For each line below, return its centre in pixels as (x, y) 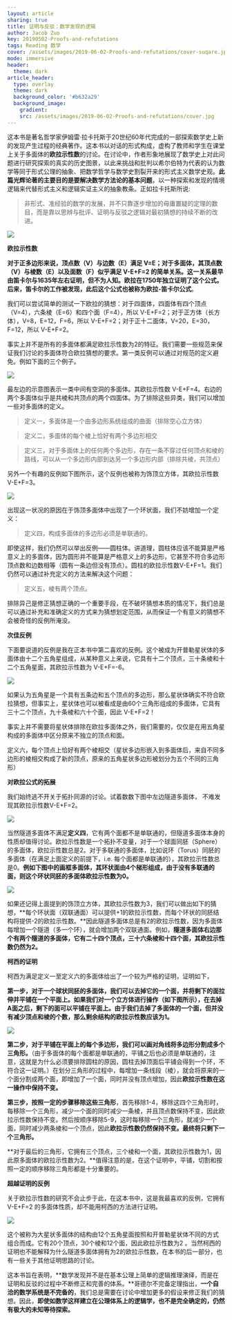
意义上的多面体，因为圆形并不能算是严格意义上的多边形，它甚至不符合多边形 (116, 556)
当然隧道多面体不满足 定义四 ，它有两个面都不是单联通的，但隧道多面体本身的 (116, 832)
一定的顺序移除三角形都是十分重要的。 (67, 1169)
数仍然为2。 (24, 946)
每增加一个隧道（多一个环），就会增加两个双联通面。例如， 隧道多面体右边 (112, 929)
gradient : (34, 110)
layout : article (30, 13)
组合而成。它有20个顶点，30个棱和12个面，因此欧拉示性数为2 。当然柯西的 (114, 1243)
